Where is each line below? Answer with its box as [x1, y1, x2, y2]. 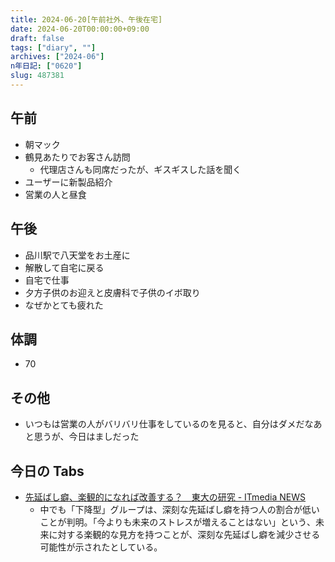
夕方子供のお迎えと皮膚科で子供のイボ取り [24, 286, 201, 298]
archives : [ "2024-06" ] [10, 52, 105, 62]
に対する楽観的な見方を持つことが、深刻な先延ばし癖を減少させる [48, 528, 321, 540]
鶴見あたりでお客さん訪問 [24, 151, 131, 163]
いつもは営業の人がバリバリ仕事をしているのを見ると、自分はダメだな [24, 418, 314, 430]
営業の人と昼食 [24, 188, 87, 200]
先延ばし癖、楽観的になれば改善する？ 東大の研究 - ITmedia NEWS [24, 491, 307, 503]
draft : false [10, 33, 65, 43]
